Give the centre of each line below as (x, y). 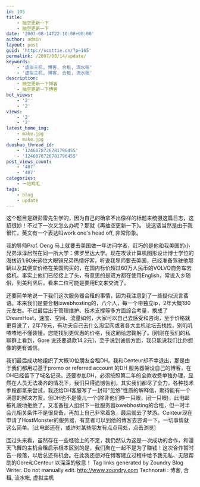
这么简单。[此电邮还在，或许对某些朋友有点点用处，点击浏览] (81, 428)
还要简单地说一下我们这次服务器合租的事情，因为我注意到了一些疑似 (90, 295)
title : (14, 17)
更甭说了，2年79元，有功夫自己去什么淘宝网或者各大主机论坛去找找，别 (94, 325)
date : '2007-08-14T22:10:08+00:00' (50, 34)
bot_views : (20, 95)
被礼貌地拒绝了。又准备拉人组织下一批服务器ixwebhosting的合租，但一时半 (98, 405)
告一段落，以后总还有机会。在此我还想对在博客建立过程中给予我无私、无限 (97, 455)
